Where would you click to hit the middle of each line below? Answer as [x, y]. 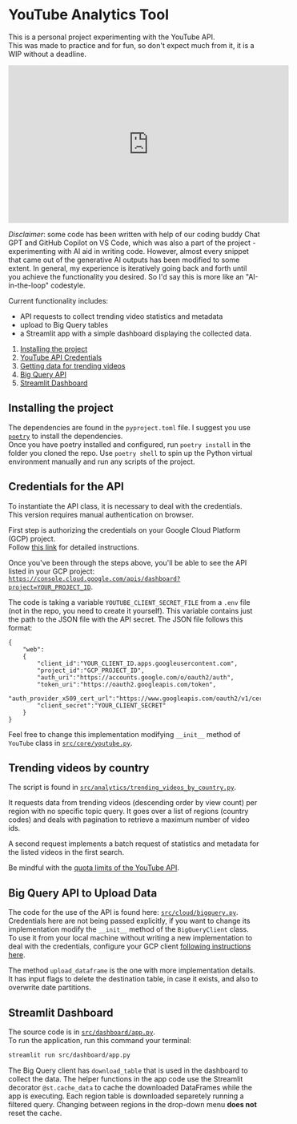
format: [20, 627]
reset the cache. [35, 1113]
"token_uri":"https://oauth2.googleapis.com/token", [127, 684]
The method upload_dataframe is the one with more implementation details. [132, 970]
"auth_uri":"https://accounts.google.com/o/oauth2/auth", [136, 677]
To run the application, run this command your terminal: [100, 1040]
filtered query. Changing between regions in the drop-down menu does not [133, 1104]
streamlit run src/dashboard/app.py [69, 1055]
